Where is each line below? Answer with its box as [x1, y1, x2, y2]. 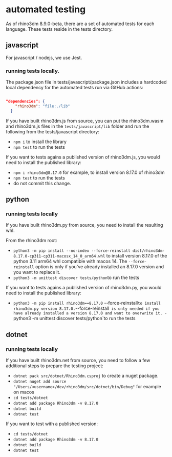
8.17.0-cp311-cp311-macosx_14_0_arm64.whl [13, 254, 105, 259]
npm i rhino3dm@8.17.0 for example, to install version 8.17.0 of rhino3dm [13, 169, 165, 175]
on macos [13, 389, 35, 395]
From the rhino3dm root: [6, 237, 58, 244]
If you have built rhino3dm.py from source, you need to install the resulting [6, 222, 163, 228]
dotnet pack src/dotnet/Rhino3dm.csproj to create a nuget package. [13, 373, 159, 379]
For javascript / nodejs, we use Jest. [6, 54, 82, 61]
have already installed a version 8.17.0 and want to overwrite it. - [13, 311, 167, 316]
